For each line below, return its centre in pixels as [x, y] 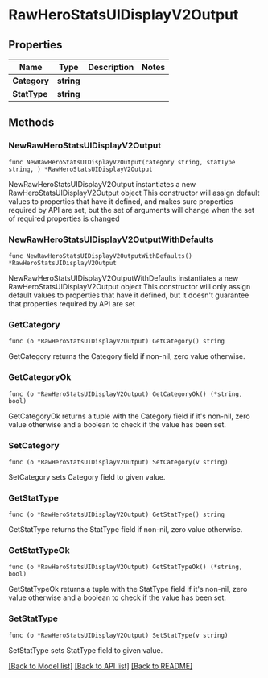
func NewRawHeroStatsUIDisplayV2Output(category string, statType [122, 162]
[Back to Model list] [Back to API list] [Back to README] [101, 666]
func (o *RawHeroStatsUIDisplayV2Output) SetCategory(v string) [118, 462]
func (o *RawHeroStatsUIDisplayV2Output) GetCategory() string [117, 341]
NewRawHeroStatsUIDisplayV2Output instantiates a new [102, 184]
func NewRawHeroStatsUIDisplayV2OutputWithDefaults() [101, 256]
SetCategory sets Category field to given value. [87, 476]
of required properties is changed [64, 218]
